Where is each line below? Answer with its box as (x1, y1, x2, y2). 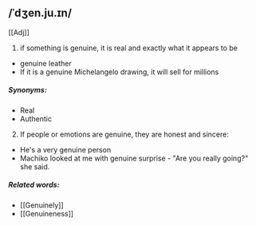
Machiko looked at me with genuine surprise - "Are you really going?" (19, 153, 249, 163)
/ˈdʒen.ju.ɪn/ (8, 6, 73, 20)
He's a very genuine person (19, 145, 112, 154)
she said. (19, 161, 50, 171)
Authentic (19, 113, 52, 123)
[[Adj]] (8, 27, 30, 37)
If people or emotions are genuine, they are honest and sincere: (19, 129, 229, 139)
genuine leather (19, 58, 72, 68)
